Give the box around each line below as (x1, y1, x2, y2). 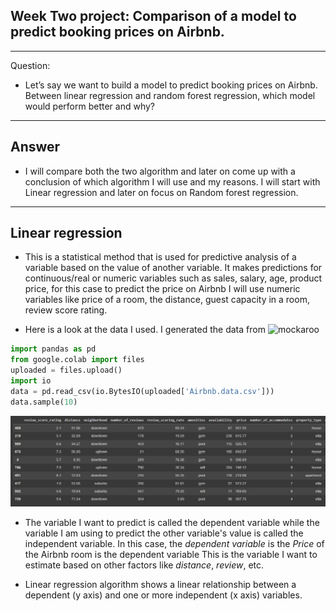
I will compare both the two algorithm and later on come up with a (24, 165, 296, 177)
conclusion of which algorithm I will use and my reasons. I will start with (24, 175, 321, 188)
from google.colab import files (10, 355, 145, 365)
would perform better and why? (24, 100, 155, 112)
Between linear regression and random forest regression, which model (24, 89, 316, 101)
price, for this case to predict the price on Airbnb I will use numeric (24, 283, 301, 295)
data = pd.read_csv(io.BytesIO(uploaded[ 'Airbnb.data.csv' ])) (10, 386, 275, 396)
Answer (10, 139, 61, 156)
